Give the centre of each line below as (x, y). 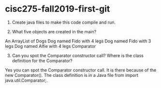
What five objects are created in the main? (54, 31)
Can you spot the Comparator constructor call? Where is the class (78, 55)
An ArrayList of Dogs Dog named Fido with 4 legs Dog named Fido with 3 (78, 41)
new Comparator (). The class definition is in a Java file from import (72, 75)
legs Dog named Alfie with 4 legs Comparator (51, 46)
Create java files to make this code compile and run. (64, 22)
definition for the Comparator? (42, 60)
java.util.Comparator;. (26, 80)
